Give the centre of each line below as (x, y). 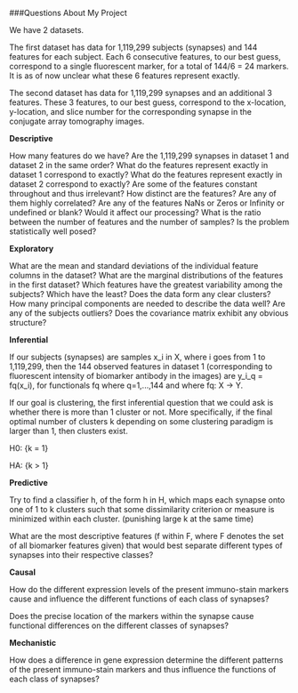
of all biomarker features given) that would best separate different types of (146, 545)
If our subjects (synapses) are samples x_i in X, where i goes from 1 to (137, 357)
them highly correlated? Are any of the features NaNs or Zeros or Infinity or (147, 203)
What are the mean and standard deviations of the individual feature (134, 266)
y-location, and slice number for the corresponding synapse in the (130, 112)
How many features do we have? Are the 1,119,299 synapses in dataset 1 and (149, 156)
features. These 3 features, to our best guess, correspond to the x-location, (148, 102)
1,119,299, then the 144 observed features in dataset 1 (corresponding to (141, 367)
